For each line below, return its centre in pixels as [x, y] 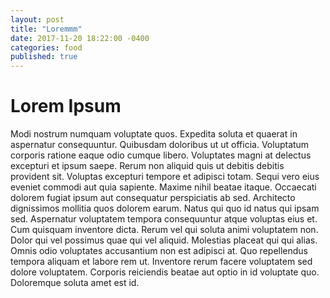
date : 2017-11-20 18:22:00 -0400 [80, 38]
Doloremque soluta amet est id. [75, 283]
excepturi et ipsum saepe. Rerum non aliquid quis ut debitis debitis [147, 166]
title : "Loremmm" [46, 29]
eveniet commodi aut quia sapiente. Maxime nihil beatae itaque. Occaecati [163, 187]
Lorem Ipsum [66, 106]
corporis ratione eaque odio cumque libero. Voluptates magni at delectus [161, 155]
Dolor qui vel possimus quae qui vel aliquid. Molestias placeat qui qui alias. [164, 240]
